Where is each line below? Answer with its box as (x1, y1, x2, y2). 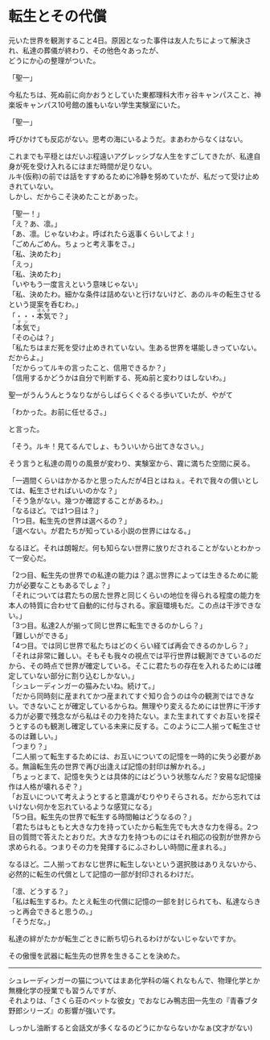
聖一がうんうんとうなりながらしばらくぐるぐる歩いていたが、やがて (8, 390, 233, 400)
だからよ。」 (8, 352, 47, 363)
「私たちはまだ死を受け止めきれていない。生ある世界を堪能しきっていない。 (8, 342, 261, 352)
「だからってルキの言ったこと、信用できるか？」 (8, 363, 170, 372)
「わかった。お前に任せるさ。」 (8, 407, 111, 416)
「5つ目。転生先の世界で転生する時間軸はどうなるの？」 (8, 811, 196, 822)
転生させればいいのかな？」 (29, 485, 121, 495)
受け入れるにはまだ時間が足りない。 (35, 161, 157, 171)
